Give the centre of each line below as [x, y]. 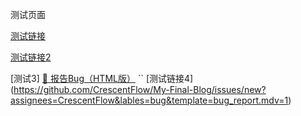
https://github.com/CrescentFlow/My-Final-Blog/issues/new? [140, 89]
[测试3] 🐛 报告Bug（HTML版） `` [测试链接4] [102, 78]
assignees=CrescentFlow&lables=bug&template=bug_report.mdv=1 [149, 100]
